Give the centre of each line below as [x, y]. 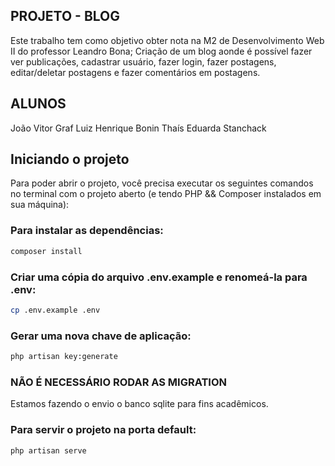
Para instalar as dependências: [87, 231]
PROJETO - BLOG [65, 16]
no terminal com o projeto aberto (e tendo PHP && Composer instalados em [166, 194]
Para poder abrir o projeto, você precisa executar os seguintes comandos [162, 183]
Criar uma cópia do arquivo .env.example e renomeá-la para [159, 277]
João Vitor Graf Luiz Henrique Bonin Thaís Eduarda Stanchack [138, 128]
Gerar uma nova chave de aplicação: [101, 336]
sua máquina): [40, 205]
